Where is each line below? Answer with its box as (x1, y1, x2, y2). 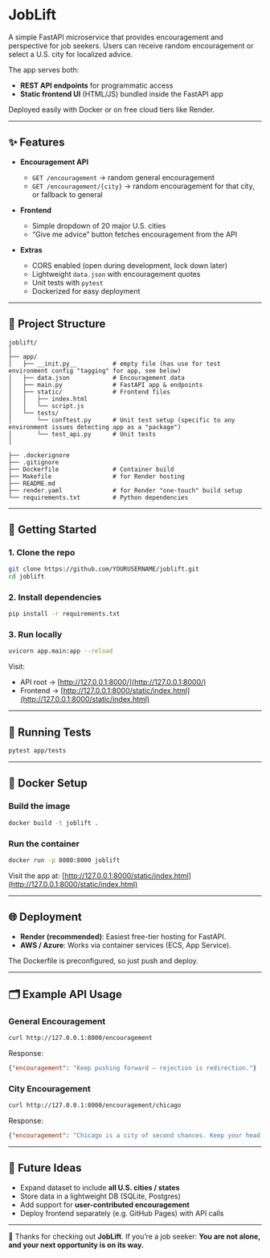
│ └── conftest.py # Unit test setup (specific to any (8, 416, 235, 424)
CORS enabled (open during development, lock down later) (31, 260, 227, 270)
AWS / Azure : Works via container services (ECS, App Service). (19, 940, 231, 950)
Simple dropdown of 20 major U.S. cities (31, 221, 166, 230)
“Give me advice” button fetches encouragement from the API (31, 229, 238, 239)
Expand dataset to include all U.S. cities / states (19, 1182, 180, 1192)
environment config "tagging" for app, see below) (8, 366, 182, 375)
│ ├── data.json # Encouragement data (8, 373, 185, 382)
